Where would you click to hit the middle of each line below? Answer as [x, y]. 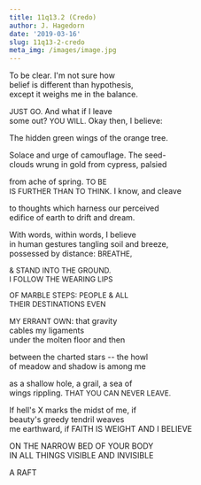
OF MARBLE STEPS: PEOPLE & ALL [69, 296]
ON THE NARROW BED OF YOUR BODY [81, 446]
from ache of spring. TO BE [58, 181]
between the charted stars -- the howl [79, 357]
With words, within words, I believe [73, 235]
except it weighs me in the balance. [74, 95]
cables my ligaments [47, 331]
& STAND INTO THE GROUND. [60, 270]
